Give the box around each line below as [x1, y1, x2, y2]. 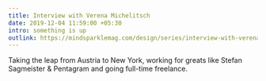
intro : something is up [8, 26, 87, 34]
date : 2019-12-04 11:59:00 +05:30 [8, 19, 123, 27]
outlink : [8, 33, 37, 42]
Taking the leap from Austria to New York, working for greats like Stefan [8, 56, 243, 65]
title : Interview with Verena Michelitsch [8, 11, 150, 20]
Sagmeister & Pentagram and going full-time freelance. [8, 64, 188, 74]
